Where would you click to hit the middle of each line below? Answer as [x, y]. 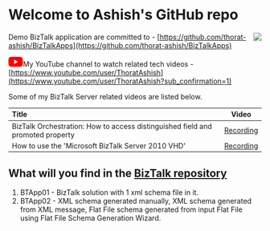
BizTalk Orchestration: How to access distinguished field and [112, 126]
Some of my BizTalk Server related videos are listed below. [105, 96]
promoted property [43, 135]
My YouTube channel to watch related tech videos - [108, 64]
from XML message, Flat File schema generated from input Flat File [131, 209]
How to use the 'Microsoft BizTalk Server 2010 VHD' [99, 145]
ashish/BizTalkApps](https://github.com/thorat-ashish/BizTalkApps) [120, 45]
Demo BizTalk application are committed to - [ [84, 37]
